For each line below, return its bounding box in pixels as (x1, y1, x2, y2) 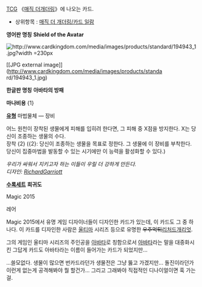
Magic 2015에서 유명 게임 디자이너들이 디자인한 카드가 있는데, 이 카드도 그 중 (6, 218, 188, 225)
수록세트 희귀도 (6, 181, 42, 188)
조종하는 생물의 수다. (17, 132, 66, 140)
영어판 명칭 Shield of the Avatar (6, 31, 84, 38)
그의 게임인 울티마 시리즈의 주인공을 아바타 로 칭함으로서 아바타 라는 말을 (6, 239, 174, 246)
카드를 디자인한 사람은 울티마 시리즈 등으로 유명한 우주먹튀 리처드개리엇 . (25, 226, 193, 233)
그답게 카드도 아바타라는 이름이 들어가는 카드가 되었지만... (12, 247, 148, 253)
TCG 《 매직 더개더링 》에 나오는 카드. (6, 5, 94, 12)
